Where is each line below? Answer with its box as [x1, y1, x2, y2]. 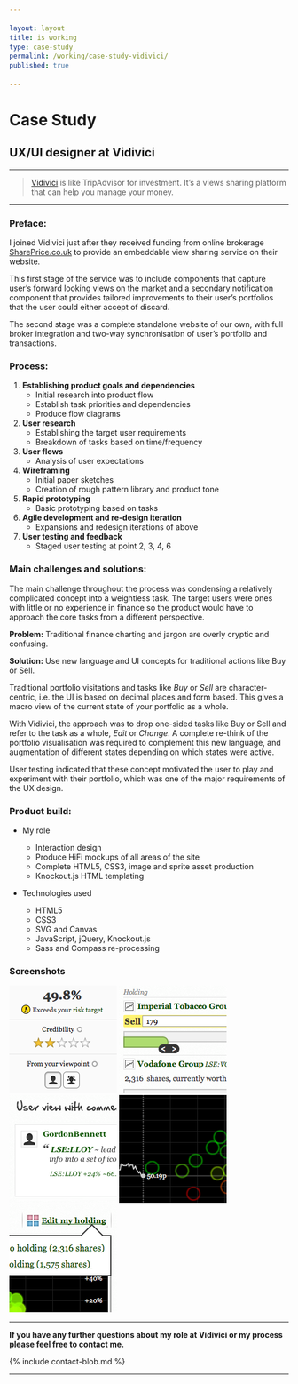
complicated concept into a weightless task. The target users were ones [9, 592, 273, 604]
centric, [9, 692, 37, 702]
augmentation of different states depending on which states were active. [9, 747, 275, 757]
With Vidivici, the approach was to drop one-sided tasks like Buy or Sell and [9, 718, 286, 729]
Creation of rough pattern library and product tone [35, 484, 220, 495]
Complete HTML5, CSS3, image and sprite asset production [35, 861, 255, 872]
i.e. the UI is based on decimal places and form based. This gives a [38, 692, 284, 702]
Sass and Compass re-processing [35, 943, 160, 954]
